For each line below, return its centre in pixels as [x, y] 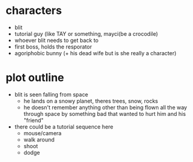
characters [34, 11]
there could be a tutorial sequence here [64, 127]
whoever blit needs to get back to [56, 40]
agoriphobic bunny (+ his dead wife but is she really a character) [95, 53]
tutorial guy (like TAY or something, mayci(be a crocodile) [86, 33]
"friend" [33, 120]
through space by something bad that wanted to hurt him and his [105, 113]
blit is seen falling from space [51, 94]
